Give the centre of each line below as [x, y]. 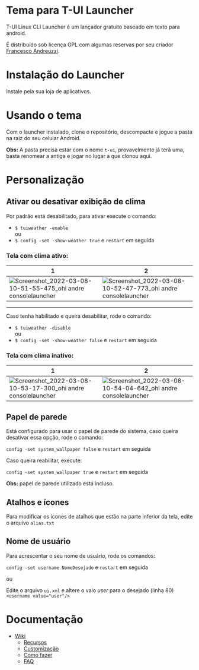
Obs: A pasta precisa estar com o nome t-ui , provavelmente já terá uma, [95, 150]
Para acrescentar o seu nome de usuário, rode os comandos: [81, 555]
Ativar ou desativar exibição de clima [76, 202]
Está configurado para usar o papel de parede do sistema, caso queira [92, 431]
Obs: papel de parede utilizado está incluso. [60, 483]
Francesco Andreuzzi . [33, 50]
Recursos [35, 642]
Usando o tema [44, 116]
